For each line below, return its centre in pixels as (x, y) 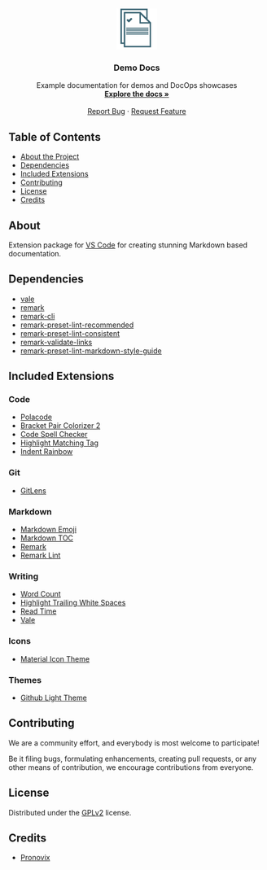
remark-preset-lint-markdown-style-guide (91, 351)
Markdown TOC (47, 538)
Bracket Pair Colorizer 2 (60, 426)
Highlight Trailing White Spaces (73, 603)
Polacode (36, 417)
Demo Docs (137, 68)
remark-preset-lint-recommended (77, 325)
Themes (25, 680)
